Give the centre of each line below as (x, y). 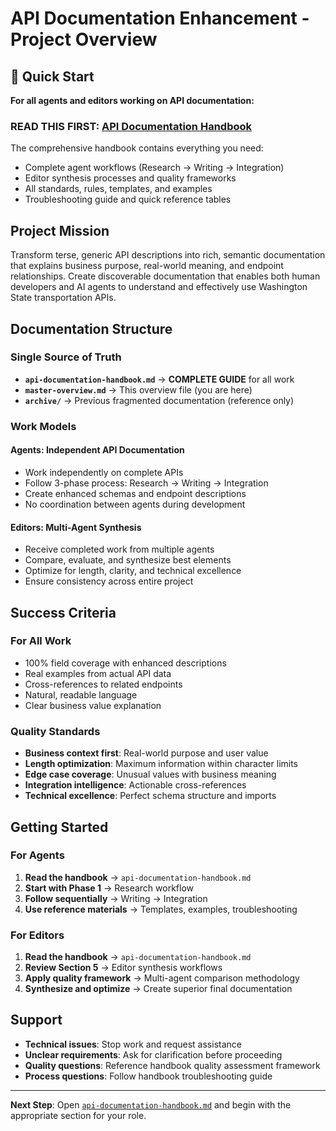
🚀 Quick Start (52, 76)
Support (36, 1020)
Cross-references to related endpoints (103, 684)
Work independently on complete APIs (104, 472)
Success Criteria (63, 612)
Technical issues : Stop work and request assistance (133, 1044)
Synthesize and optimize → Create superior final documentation (158, 989)
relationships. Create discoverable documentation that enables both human (165, 276)
